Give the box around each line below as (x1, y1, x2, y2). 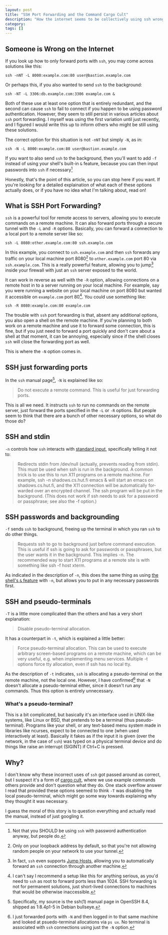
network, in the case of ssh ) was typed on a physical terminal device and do (5, 738, 162, 744)
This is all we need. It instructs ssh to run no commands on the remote (5, 402, 149, 408)
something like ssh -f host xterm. (17, 563, 86, 569)
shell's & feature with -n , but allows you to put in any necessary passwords (5, 578, 159, 584)
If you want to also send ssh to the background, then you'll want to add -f (5, 155, 157, 161)
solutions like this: (5, 63, 42, 69)
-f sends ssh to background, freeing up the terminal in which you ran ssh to (5, 526, 160, 532)
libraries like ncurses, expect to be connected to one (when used (5, 728, 139, 734)
